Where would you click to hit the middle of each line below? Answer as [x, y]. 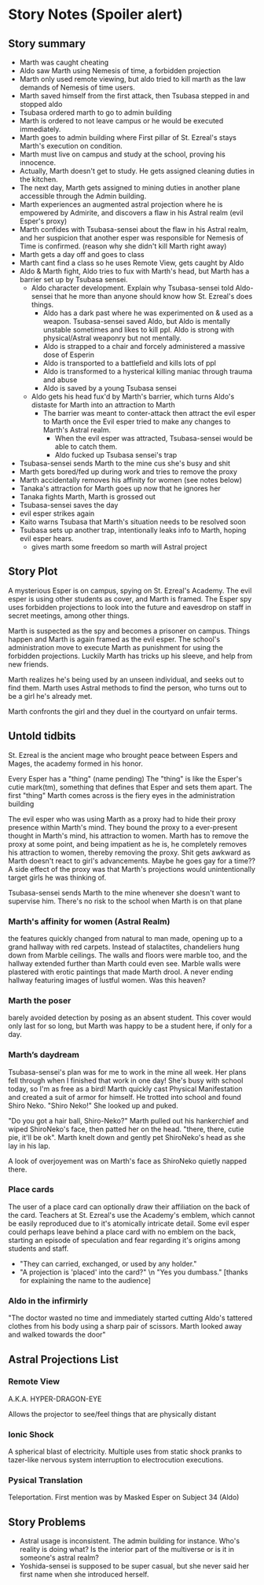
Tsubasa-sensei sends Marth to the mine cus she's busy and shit [125, 463]
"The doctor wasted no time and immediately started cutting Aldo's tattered [130, 1318]
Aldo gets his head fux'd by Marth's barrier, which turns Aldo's [133, 396]
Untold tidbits [42, 736]
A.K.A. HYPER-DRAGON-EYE [55, 1399]
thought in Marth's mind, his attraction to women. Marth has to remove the [128, 836]
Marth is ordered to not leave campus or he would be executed [121, 121]
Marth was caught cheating [64, 62]
